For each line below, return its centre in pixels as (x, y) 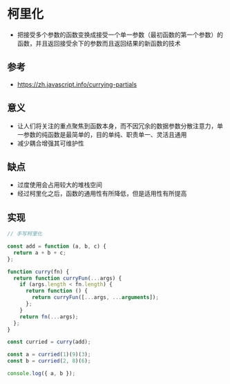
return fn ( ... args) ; (49, 317)
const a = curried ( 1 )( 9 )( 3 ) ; (49, 355)
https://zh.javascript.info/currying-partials (77, 84)
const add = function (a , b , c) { (57, 246)
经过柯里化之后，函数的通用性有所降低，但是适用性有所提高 (102, 194)
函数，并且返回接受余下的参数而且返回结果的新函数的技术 (99, 43)
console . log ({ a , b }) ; (41, 374)
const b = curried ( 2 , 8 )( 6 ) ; (49, 361)
